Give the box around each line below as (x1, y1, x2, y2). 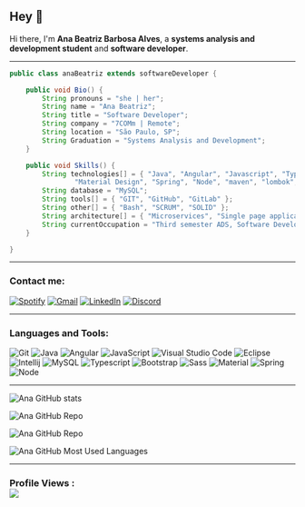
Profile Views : (9, 476, 75, 489)
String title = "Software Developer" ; (42, 111, 189, 120)
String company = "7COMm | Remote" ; (42, 119, 181, 128)
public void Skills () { (25, 161, 116, 170)
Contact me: (9, 274, 65, 287)
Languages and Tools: (9, 326, 109, 339)
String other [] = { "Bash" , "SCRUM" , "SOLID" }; (42, 204, 230, 213)
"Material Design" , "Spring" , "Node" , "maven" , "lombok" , (74, 178, 299, 187)
